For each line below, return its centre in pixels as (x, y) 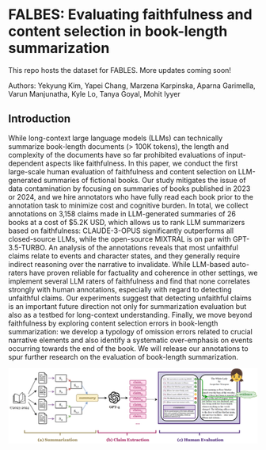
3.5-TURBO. (28, 247)
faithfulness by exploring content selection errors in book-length (113, 323)
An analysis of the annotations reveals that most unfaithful (144, 247)
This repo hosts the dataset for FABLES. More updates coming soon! (120, 70)
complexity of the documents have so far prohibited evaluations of (117, 154)
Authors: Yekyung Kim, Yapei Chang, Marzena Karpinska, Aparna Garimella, (132, 86)
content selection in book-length (118, 31)
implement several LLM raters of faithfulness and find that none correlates (129, 281)
